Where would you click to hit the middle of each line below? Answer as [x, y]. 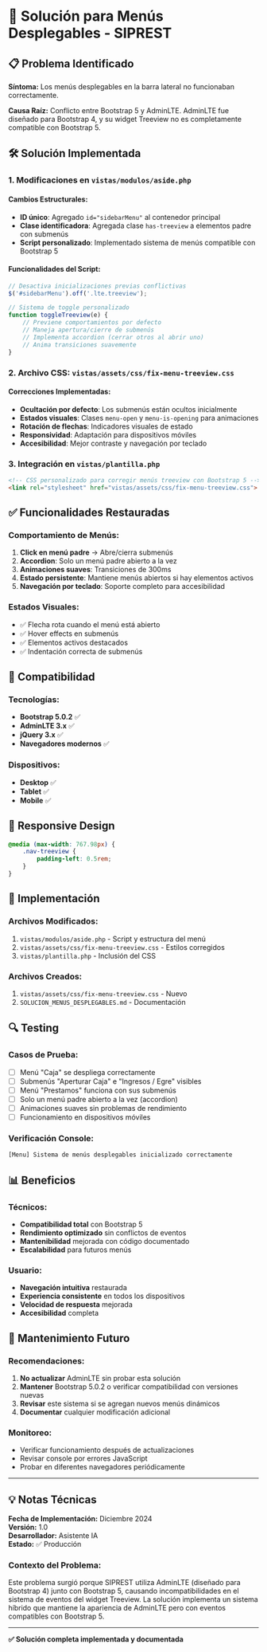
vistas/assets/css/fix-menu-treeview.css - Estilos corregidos [122, 947]
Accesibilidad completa [59, 1313]
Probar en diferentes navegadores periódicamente [102, 1467]
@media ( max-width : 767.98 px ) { [62, 844]
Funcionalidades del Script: [54, 269]
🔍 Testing [34, 1028]
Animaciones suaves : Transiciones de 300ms [95, 570]
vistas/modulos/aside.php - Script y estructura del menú [113, 939]
